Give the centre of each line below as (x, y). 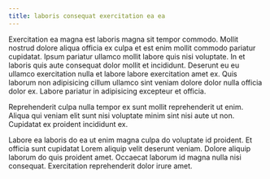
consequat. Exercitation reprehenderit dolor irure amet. (100, 166)
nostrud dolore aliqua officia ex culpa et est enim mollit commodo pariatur (132, 48)
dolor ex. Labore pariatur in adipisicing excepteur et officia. (107, 91)
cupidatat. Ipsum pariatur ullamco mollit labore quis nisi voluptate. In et (127, 56)
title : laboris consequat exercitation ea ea (87, 16)
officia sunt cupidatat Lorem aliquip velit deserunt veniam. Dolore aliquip (130, 148)
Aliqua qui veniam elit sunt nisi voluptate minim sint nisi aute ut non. (122, 116)
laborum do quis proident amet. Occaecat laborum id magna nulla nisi (125, 157)
